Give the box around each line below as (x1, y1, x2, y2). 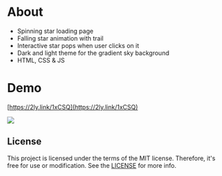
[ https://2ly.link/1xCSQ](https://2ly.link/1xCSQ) (7, 102, 139, 111)
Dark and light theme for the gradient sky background (16, 49, 170, 57)
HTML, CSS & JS (16, 56, 65, 64)
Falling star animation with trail (16, 34, 104, 42)
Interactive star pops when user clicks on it (16, 41, 140, 49)
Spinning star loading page (16, 27, 94, 35)
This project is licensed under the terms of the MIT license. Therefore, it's (7, 154, 216, 162)
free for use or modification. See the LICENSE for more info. (7, 161, 177, 169)
